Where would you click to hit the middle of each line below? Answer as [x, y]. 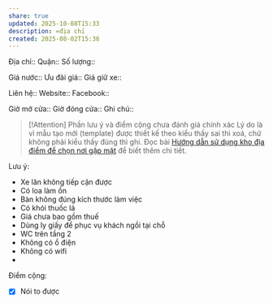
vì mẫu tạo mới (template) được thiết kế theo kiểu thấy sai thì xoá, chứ [145, 133]
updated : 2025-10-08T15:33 [54, 24]
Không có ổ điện [48, 243]
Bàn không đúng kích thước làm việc [81, 199]
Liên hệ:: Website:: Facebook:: [59, 93]
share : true [28, 16]
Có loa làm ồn [43, 191]
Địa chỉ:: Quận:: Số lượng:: [52, 62]
